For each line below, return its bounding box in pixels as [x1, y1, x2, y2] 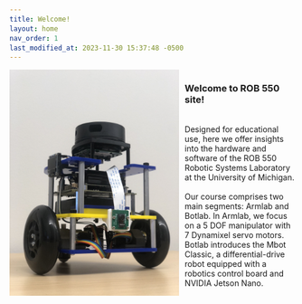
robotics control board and [184, 268, 284, 279]
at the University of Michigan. [184, 172, 295, 183]
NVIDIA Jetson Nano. [184, 277, 264, 289]
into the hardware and [184, 143, 267, 154]
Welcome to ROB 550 [184, 82, 280, 95]
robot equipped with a [184, 258, 267, 269]
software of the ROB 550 [184, 152, 278, 163]
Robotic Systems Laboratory [184, 162, 291, 173]
